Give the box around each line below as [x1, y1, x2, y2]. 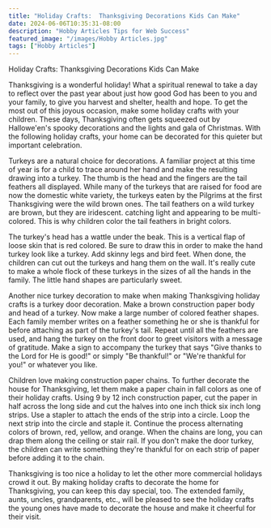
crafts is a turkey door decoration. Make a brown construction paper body [8, 299, 255, 309]
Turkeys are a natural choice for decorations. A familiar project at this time [8, 156, 256, 166]
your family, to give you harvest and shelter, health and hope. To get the [8, 97, 248, 107]
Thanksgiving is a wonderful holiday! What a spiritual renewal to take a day [8, 80, 258, 90]
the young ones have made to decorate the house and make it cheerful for [8, 504, 256, 513]
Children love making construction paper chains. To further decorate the [8, 376, 250, 385]
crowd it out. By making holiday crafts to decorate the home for [8, 478, 220, 487]
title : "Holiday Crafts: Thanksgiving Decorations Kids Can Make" [8, 11, 241, 20]
